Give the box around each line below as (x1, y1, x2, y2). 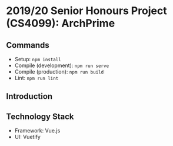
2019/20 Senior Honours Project (6, 4, 167, 18)
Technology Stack (6, 111, 74, 121)
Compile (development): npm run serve (14, 62, 109, 69)
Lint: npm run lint (14, 75, 59, 81)
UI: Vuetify (14, 134, 41, 141)
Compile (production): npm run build (14, 68, 104, 75)
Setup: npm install (14, 56, 62, 62)
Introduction (6, 91, 53, 101)
